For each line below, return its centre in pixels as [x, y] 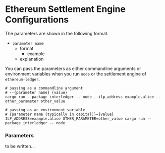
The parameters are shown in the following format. [57, 33]
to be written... [20, 146]
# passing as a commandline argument [44, 88]
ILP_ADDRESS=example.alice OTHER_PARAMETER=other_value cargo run [75, 118]
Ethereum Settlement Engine [65, 9]
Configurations [37, 20]
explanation [31, 59]
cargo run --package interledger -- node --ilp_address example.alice [80, 97]
